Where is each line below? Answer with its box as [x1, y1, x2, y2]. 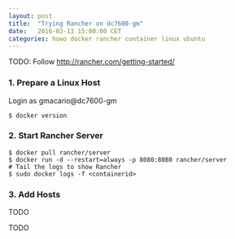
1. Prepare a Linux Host [8, 77, 101, 89]
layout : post [8, 11, 53, 20]
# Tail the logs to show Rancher [8, 163, 122, 171]
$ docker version [8, 111, 67, 119]
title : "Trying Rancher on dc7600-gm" [8, 20, 144, 28]
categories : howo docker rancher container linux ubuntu [8, 34, 206, 43]
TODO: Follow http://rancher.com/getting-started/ [8, 57, 175, 67]
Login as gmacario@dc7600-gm [8, 95, 118, 106]
